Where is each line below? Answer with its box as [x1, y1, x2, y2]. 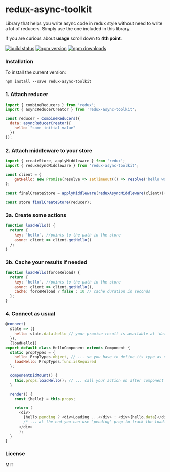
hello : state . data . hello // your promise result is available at [14, 331, 155, 337]
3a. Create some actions [5, 212, 67, 218]
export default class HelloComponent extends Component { [5, 345, 130, 350]
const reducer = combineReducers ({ [5, 116, 80, 121]
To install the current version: [5, 69, 66, 75]
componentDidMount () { [10, 373, 58, 379]
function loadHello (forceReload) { [5, 270, 80, 275]
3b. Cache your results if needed [5, 259, 88, 266]
